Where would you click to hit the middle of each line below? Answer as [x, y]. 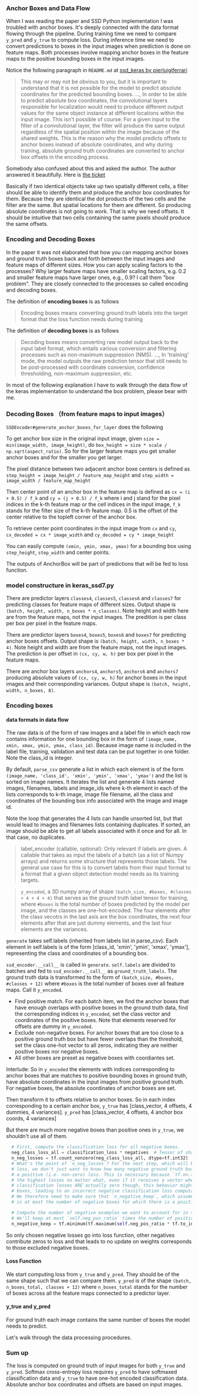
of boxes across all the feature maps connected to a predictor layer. [88, 1293]
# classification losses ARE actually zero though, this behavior [95, 1186]
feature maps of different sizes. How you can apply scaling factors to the [95, 265]
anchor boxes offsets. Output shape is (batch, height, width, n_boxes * [95, 641]
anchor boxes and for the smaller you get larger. [65, 457]
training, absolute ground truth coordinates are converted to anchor [103, 151]
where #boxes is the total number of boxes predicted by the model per [105, 904]
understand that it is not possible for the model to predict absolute [101, 88]
